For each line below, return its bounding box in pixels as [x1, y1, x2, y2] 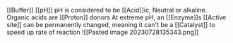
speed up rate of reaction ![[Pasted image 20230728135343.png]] [6, 28, 199, 36]
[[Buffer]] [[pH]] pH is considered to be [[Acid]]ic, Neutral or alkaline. [6, 6, 208, 14]
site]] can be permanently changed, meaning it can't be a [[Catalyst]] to [6, 21, 216, 28]
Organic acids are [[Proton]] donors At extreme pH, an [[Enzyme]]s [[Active [6, 13, 227, 21]
